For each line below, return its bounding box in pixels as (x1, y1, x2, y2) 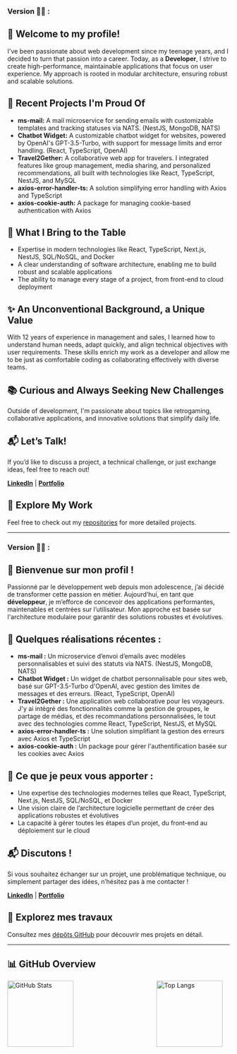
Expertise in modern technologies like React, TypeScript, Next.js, (17, 245, 207, 253)
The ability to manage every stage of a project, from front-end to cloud (17, 275, 224, 284)
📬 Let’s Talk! (7, 436, 67, 448)
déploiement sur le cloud (17, 826, 90, 834)
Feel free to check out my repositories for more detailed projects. (7, 518, 197, 527)
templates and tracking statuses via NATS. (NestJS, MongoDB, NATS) (17, 124, 221, 132)
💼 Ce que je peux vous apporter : (7, 769, 154, 782)
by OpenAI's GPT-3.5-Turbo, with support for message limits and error (17, 138, 223, 147)
